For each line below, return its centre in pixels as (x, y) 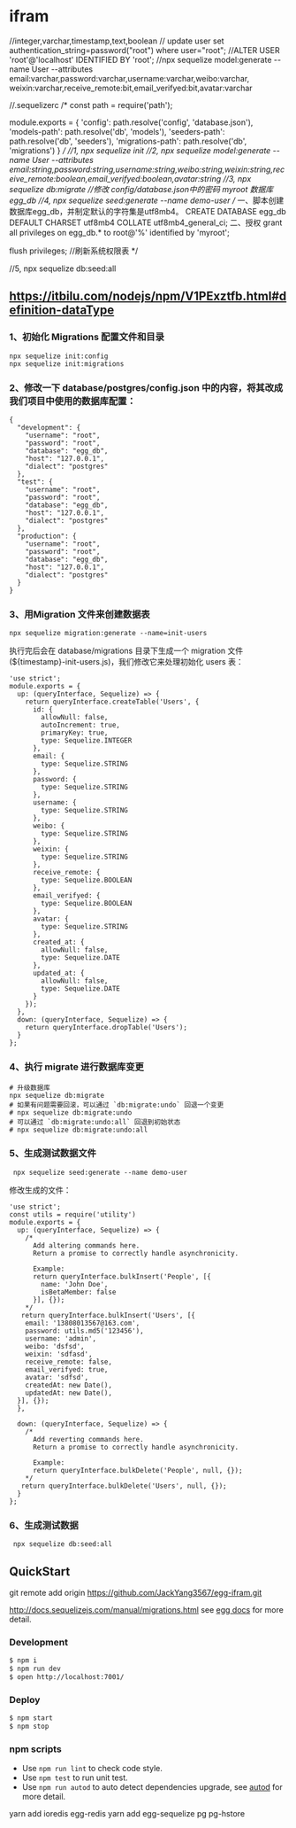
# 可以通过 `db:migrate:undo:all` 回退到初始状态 (95, 1122)
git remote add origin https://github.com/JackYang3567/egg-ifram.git (136, 1592)
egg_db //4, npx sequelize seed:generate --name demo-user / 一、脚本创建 (147, 200)
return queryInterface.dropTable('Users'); (106, 1028)
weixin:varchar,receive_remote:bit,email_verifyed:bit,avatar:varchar (131, 88)
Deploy (25, 1700)
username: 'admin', (61, 1338)
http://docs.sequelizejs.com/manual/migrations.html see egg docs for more (147, 1609)
